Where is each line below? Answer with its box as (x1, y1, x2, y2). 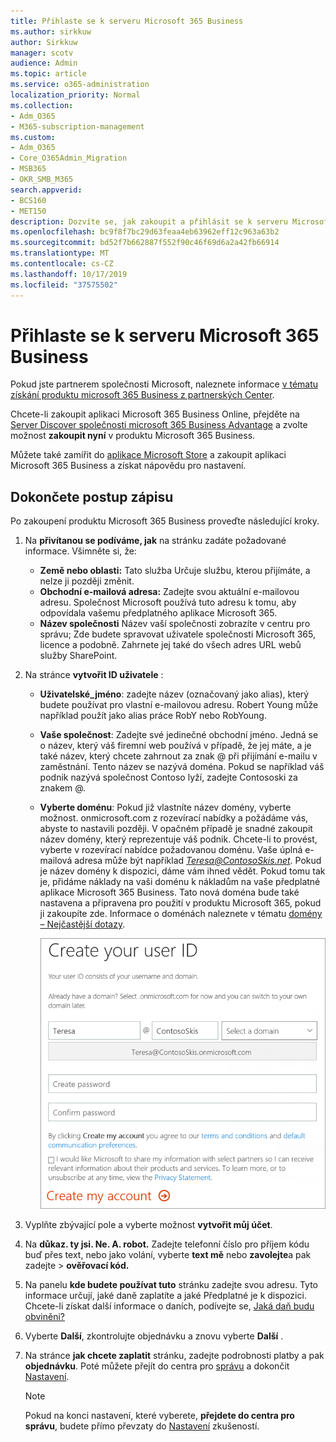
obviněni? (24, 1310, 66, 1322)
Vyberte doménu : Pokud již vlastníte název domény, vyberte (39, 801, 292, 814)
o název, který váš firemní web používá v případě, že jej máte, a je (39, 740, 312, 752)
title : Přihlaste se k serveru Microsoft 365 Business (10, 16, 244, 26)
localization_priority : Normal (10, 90, 141, 100)
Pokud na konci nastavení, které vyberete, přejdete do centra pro (24, 1409, 295, 1421)
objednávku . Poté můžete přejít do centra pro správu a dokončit (24, 1360, 290, 1372)
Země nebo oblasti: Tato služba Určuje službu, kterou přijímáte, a (39, 565, 311, 577)
